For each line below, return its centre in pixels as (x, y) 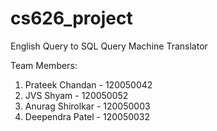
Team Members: (44, 65)
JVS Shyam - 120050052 (76, 95)
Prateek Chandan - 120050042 (88, 84)
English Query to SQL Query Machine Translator (109, 46)
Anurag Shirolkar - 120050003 (87, 106)
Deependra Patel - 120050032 (87, 116)
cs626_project (71, 18)
